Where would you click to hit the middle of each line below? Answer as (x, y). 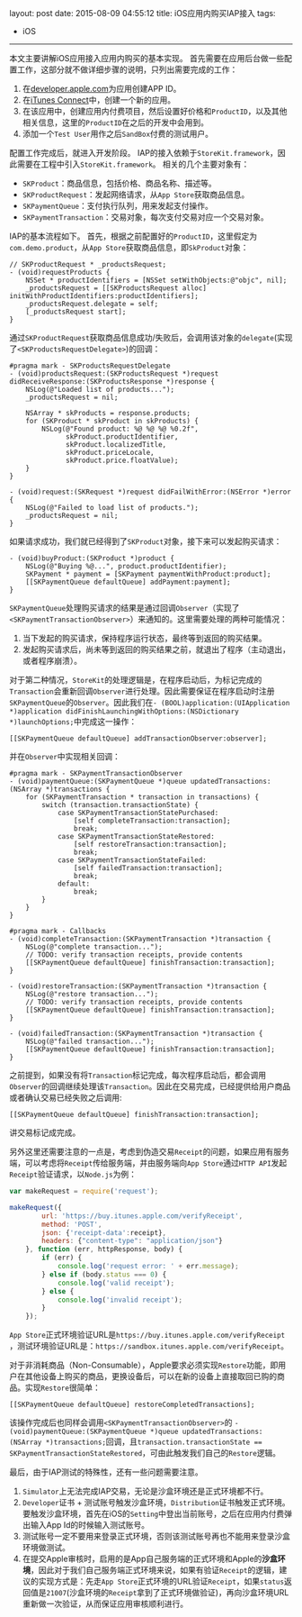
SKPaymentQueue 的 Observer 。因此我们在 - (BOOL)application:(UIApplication (150, 702)
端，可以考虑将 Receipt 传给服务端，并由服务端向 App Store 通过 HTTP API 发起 (148, 1163)
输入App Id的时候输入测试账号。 (90, 1525)
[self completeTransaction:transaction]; (152, 821)
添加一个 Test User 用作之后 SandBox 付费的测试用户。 (118, 134)
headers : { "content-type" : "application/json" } (132, 1241)
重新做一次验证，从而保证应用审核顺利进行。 (105, 1604)
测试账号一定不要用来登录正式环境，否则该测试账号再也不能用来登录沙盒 (156, 1536)
